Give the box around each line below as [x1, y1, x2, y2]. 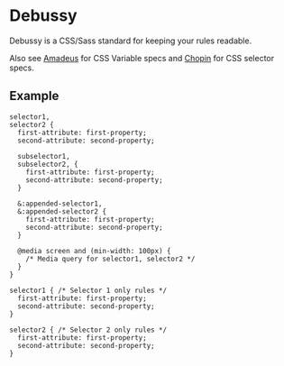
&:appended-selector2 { [17, 206, 106, 216]
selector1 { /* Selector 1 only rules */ [9, 286, 168, 295]
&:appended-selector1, [17, 199, 103, 208]
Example [9, 88, 60, 104]
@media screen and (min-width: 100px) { [17, 246, 171, 255]
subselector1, [17, 151, 70, 160]
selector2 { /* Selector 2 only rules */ [9, 325, 168, 334]
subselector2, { [17, 160, 78, 169]
